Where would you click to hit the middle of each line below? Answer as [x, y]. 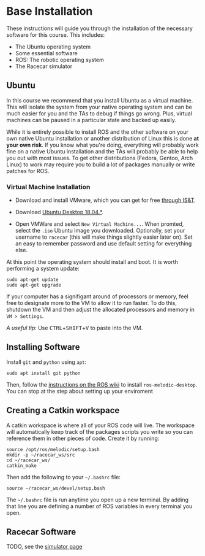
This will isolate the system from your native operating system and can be [99, 107]
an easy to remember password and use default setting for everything [103, 244]
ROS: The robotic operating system [59, 60]
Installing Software [43, 347]
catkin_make [21, 465]
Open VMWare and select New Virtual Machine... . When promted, [99, 224]
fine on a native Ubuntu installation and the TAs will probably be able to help [102, 151]
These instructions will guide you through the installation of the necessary [99, 28]
